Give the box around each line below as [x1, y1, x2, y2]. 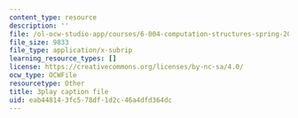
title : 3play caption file [9, 87, 109, 96]
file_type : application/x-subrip [9, 46, 133, 55]
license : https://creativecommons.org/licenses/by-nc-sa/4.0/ [9, 63, 244, 72]
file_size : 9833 [9, 37, 69, 47]
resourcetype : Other [9, 79, 86, 88]
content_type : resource [9, 12, 98, 22]
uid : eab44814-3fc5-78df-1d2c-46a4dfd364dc [9, 95, 173, 105]
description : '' [9, 21, 69, 30]
